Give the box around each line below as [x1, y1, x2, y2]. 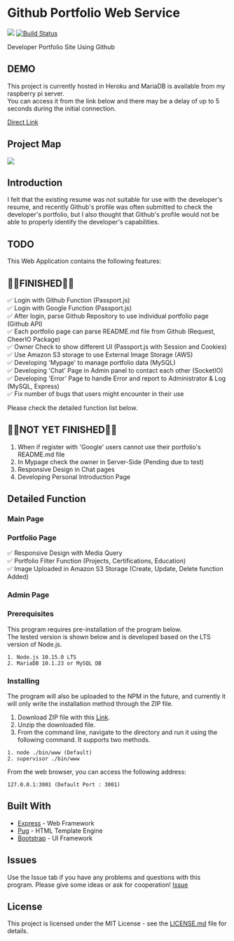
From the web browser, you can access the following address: [7, 767, 187, 776]
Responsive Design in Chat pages [17, 465, 115, 473]
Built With [7, 800, 51, 812]
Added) [7, 572, 29, 581]
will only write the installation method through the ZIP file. [7, 699, 174, 708]
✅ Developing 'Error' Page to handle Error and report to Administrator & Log [7, 374, 226, 383]
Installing [7, 676, 40, 686]
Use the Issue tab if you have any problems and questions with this [7, 873, 201, 881]
